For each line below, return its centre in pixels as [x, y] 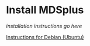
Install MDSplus [45, 10]
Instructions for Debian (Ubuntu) [45, 37]
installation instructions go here [44, 26]
